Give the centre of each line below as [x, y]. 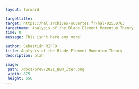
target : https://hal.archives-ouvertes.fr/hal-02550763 [65, 23]
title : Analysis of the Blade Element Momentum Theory [64, 51]
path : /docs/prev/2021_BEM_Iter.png [46, 69]
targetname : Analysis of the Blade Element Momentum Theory [70, 28]
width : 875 [19, 74]
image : [12, 65]
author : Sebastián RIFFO [31, 46]
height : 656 [20, 79]
